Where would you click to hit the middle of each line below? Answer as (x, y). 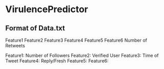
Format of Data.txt (35, 28)
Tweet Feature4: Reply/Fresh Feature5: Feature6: (57, 61)
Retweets (15, 46)
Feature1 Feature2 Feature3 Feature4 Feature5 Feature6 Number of (76, 40)
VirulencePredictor (47, 9)
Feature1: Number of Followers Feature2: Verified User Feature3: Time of (82, 55)
